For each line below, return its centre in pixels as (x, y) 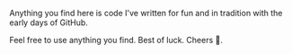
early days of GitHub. (49, 22)
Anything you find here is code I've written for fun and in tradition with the (146, 13)
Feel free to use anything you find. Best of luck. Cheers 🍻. (116, 40)
